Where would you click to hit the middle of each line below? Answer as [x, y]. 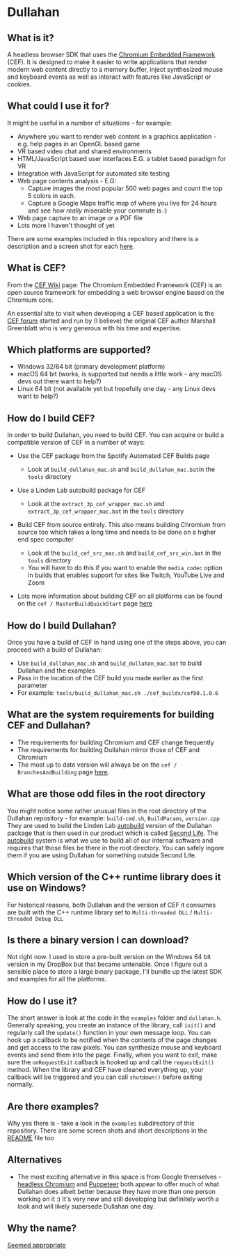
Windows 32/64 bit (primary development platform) [91, 367]
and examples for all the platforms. [57, 979]
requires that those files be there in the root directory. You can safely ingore [116, 848]
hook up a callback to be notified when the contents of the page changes [112, 1040]
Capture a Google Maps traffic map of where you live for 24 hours [122, 203]
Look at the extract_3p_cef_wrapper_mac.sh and [96, 504]
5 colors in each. [51, 195]
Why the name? [42, 1228]
